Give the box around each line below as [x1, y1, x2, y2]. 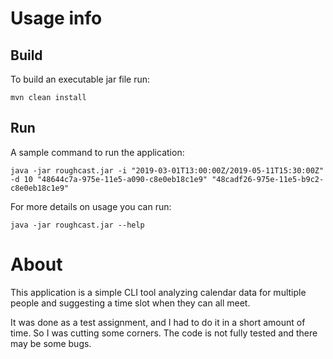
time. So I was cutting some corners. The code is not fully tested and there [10, 327, 318, 339]
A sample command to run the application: [10, 146, 185, 158]
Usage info [10, 7, 103, 30]
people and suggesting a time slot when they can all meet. [10, 297, 251, 309]
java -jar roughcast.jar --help [10, 220, 145, 230]
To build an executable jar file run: [10, 73, 151, 85]
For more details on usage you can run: [10, 200, 172, 212]
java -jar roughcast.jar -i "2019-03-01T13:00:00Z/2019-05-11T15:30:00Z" [10, 165, 325, 176]
